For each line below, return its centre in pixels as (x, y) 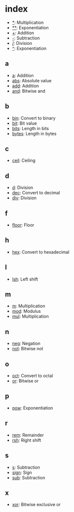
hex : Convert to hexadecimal (41, 252)
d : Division (22, 188)
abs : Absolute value (32, 80)
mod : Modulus (26, 311)
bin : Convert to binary (34, 118)
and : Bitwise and (29, 91)
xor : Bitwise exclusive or (36, 505)
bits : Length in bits (30, 128)
